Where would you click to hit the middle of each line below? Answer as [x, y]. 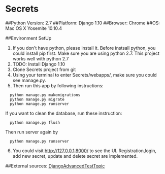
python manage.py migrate [37, 99]
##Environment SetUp [28, 38]
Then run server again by [32, 132]
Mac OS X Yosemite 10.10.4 [34, 28]
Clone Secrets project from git [44, 69]
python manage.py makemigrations [45, 95]
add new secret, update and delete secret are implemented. [75, 156]
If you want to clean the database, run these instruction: [64, 113]
